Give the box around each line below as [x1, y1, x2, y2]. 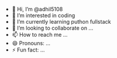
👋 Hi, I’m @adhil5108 [11, 6, 63, 12]
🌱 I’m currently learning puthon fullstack [11, 18, 111, 25]
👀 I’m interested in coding [11, 12, 76, 19]
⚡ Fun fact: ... [11, 46, 45, 53]
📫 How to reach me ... [11, 31, 68, 38]
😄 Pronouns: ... [11, 40, 51, 47]
